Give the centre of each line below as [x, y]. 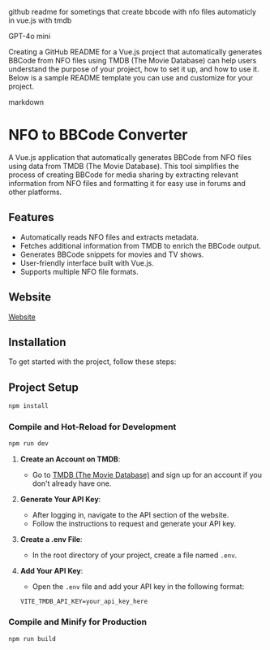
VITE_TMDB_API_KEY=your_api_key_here [84, 602]
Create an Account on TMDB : [70, 459]
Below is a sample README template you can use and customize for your [131, 78]
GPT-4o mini [30, 36]
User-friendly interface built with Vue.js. [87, 262]
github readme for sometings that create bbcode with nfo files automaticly [133, 12]
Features [31, 217]
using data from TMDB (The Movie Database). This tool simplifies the [124, 166]
